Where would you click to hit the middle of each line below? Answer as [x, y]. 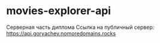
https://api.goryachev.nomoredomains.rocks [61, 33]
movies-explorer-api [59, 11]
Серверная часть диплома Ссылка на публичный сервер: [80, 27]
